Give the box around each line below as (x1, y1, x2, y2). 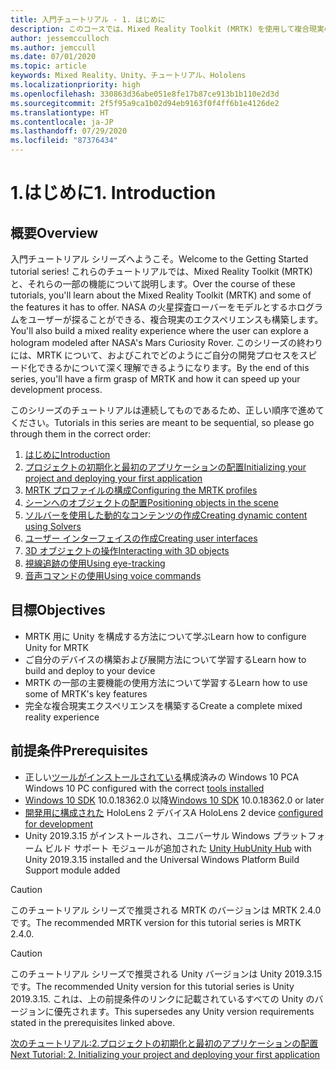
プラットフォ (272, 829, 326, 841)
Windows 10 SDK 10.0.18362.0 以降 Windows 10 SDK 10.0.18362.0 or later (24, 794, 325, 806)
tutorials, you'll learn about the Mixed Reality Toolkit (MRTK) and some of (10, 289, 312, 301)
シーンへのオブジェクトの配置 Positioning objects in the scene (24, 497, 279, 508)
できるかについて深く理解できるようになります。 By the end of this (36, 362, 310, 373)
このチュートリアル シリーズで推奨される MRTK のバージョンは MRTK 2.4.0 (10, 904, 322, 916)
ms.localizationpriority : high (10, 80, 141, 90)
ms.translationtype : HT (10, 107, 110, 118)
